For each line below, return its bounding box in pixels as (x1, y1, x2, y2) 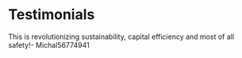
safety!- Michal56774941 (8, 40, 90, 49)
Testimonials (8, 6, 95, 24)
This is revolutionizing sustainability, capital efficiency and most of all (8, 32, 235, 41)
